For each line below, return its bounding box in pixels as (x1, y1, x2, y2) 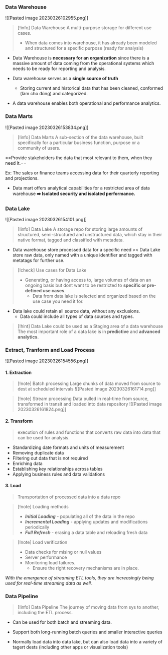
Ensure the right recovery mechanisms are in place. (32, 565, 139, 571)
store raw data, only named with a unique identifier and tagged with (12, 252, 152, 258)
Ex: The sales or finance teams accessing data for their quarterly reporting (5, 170, 159, 176)
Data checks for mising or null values (25, 549, 102, 555)
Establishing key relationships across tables (12, 466, 103, 472)
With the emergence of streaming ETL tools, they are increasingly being (5, 574, 154, 580)
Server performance (25, 554, 67, 560)
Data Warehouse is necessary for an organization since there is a (12, 55, 149, 61)
